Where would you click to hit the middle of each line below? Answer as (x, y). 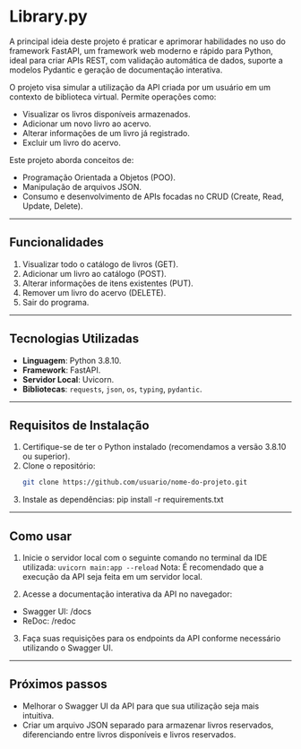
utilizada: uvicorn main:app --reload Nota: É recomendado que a (143, 567)
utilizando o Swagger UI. (68, 648)
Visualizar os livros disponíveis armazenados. (106, 114)
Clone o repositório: (59, 466)
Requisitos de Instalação (79, 425)
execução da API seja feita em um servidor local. (112, 577)
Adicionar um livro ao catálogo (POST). (95, 273)
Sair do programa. (56, 302)
